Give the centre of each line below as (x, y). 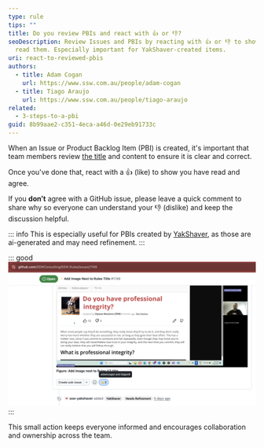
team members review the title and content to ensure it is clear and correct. (130, 156)
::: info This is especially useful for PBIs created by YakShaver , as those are (130, 234)
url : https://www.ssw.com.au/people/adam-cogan (101, 83)
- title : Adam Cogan (49, 75)
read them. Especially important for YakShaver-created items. (121, 50)
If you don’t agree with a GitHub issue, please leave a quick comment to (125, 198)
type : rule (26, 17)
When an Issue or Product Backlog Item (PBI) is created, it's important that (128, 148)
